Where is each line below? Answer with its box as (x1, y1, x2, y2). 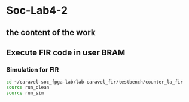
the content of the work (6, 27, 96, 38)
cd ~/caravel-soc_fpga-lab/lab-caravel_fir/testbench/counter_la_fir (6, 79, 184, 85)
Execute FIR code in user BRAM (6, 47, 126, 57)
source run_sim (6, 90, 44, 96)
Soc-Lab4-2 (6, 4, 68, 17)
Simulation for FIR (6, 65, 59, 73)
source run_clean (6, 85, 50, 91)
